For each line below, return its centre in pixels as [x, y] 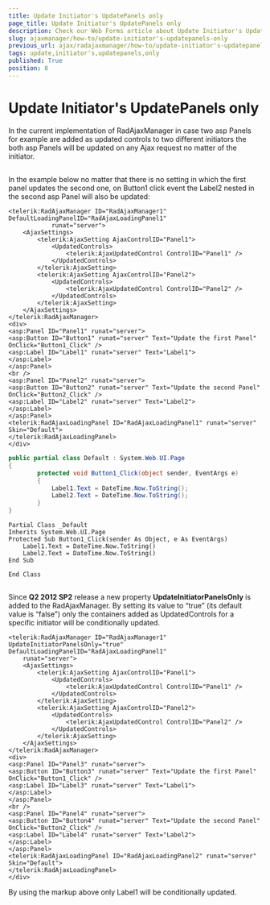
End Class [25, 575]
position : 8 [28, 68]
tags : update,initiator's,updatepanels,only [84, 53]
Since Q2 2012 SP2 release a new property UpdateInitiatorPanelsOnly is [130, 597]
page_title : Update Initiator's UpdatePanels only [95, 23]
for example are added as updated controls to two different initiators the [127, 139]
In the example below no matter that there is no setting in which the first [127, 180]
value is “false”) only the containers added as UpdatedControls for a [121, 614]
